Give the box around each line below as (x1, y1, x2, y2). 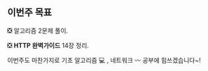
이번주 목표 (7, 6, 53, 19)
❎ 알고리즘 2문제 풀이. (7, 26, 69, 35)
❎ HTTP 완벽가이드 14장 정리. (7, 41, 90, 49)
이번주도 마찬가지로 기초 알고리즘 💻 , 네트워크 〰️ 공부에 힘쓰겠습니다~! (7, 56, 201, 64)
